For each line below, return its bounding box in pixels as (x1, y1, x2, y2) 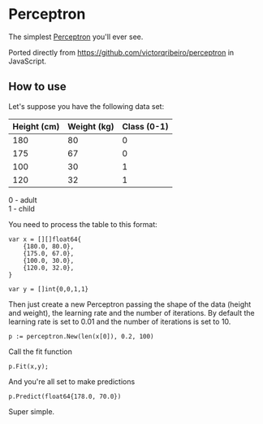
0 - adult (8, 195, 38, 204)
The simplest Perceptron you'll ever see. (8, 32, 144, 42)
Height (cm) (12, 120, 60, 132)
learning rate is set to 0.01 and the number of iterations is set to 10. (8, 317, 231, 326)
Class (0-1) (122, 120, 169, 132)
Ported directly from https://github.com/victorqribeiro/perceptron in (8, 47, 235, 57)
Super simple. (8, 406, 55, 416)
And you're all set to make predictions (8, 376, 136, 387)
